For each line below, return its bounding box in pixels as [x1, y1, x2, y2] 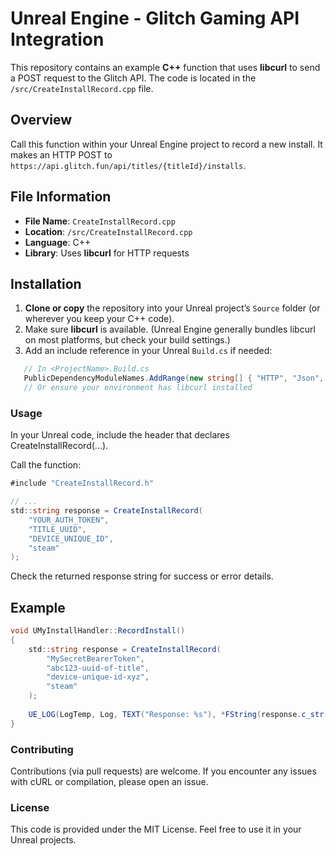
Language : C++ [24, 236, 92, 248]
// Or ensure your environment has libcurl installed [23, 383, 253, 393]
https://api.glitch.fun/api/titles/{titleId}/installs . [10, 159, 247, 171]
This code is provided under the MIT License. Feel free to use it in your [10, 823, 302, 836]
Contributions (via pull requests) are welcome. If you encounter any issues [10, 765, 317, 777]
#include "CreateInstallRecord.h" [10, 478, 155, 489]
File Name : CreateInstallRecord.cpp [24, 215, 176, 227]
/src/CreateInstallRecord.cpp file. [10, 82, 154, 94]
